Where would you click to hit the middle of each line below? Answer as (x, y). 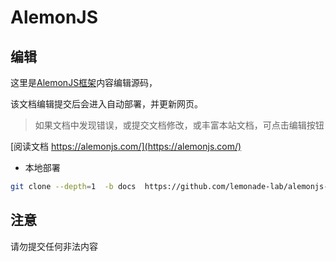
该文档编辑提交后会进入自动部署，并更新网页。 (106, 104)
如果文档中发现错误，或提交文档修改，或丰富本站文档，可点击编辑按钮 (179, 125)
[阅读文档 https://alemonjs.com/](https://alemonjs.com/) (126, 146)
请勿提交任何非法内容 (54, 246)
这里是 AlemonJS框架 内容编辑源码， (84, 82)
